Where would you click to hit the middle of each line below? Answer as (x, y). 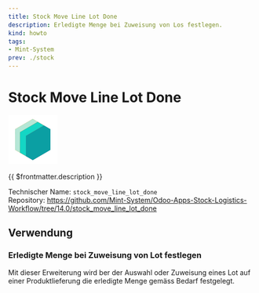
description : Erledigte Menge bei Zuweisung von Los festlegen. (115, 25)
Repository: (27, 200)
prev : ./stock (31, 58)
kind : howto (27, 33)
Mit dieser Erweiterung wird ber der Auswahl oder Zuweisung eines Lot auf (129, 272)
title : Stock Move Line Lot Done (63, 16)
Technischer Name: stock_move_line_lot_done (83, 191)
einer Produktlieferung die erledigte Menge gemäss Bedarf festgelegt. (122, 280)
